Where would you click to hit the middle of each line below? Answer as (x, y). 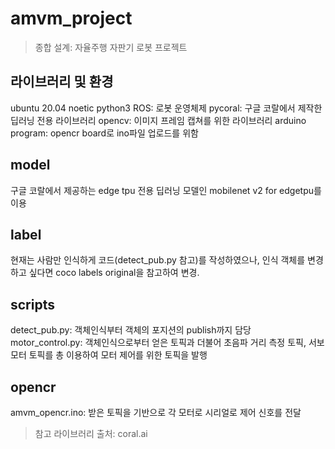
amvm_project (71, 18)
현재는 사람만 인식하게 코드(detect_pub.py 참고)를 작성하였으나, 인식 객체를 (158, 260)
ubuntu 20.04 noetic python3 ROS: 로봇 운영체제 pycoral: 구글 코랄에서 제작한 (166, 108)
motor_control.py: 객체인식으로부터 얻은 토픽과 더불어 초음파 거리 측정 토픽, (158, 343)
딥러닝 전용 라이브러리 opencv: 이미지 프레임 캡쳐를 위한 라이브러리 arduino (158, 120)
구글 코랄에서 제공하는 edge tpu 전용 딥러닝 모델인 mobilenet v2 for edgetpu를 (166, 190)
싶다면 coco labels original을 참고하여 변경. (114, 273)
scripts (32, 304)
